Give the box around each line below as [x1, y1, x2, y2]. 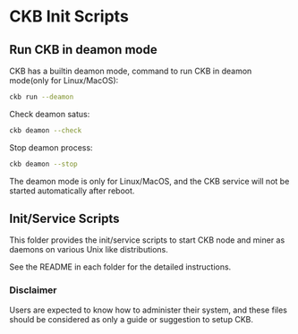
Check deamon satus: [9, 108, 90, 119]
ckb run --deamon [9, 92, 74, 101]
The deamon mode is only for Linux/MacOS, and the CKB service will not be [9, 176, 290, 186]
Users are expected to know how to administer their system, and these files [9, 304, 288, 315]
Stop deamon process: [9, 141, 93, 153]
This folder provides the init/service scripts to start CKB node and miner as [9, 235, 285, 245]
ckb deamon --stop [9, 159, 78, 168]
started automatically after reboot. [9, 185, 135, 196]
